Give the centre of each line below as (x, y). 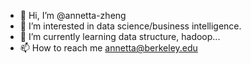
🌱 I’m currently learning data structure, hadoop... (120, 36)
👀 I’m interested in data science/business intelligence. (130, 26)
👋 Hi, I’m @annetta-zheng (73, 15)
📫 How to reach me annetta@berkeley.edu (108, 48)
